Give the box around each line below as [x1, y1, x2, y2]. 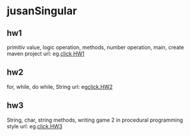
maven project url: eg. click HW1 [7, 50, 85, 57]
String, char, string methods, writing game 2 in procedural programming [7, 116, 183, 123]
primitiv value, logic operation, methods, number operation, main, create [7, 44, 184, 51]
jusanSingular [7, 4, 77, 18]
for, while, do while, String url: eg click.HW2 [7, 83, 113, 90]
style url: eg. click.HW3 [7, 122, 63, 129]
